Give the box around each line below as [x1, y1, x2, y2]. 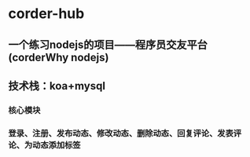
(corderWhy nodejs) [8, 50, 109, 64]
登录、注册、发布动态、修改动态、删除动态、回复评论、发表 [8, 127, 234, 138]
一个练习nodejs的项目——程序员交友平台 [8, 38, 208, 51]
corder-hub [8, 5, 85, 23]
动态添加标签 [32, 139, 81, 150]
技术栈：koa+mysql [8, 79, 106, 93]
